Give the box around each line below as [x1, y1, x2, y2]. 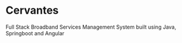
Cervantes [5, 4, 59, 17]
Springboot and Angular [5, 29, 65, 36]
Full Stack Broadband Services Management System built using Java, [5, 23, 177, 30]
